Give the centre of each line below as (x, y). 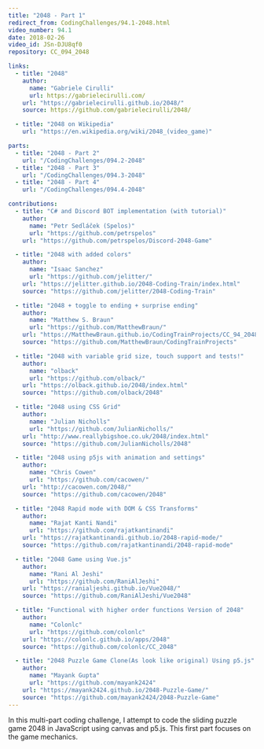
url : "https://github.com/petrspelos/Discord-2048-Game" (117, 241)
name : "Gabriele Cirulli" (71, 88)
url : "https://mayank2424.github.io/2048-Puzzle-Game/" (116, 690)
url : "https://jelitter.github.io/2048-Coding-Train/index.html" (132, 284)
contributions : (33, 204)
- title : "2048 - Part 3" (58, 168)
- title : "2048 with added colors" (73, 255)
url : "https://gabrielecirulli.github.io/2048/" (103, 103)
